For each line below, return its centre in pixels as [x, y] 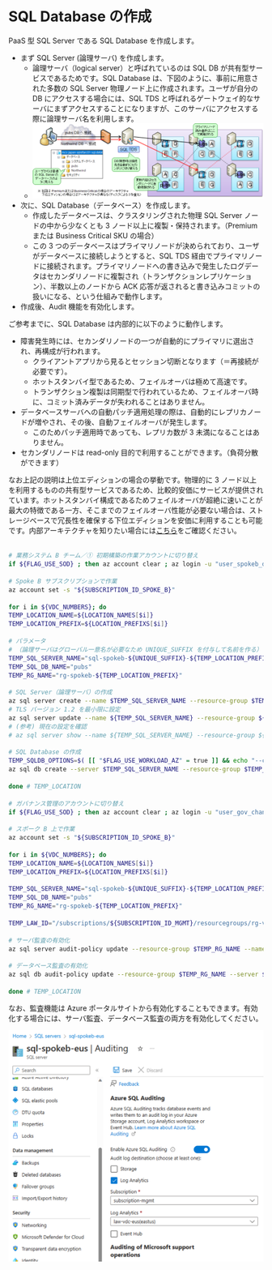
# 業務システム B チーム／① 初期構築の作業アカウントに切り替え [104, 556]
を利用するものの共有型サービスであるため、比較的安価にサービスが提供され [136, 490]
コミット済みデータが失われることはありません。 [128, 402]
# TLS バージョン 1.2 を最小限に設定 [65, 710]
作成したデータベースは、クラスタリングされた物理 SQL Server [137, 216]
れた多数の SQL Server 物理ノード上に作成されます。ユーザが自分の [145, 88]
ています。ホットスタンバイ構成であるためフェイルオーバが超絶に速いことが [136, 500]
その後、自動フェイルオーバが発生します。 [141, 422]
